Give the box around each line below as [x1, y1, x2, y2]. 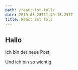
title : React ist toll [5, 17, 53, 22]
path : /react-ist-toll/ [5, 7, 55, 13]
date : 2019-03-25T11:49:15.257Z [5, 12, 73, 17]
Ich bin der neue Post [5, 49, 50, 55]
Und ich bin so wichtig [5, 59, 52, 65]
